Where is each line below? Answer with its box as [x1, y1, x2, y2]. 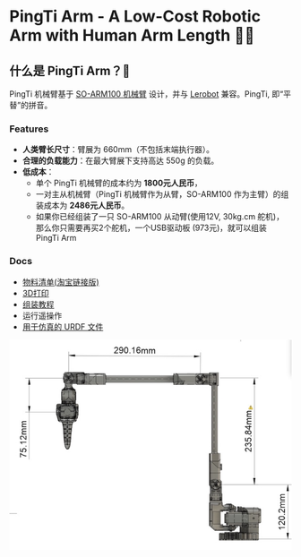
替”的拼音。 [9, 100, 53, 110]
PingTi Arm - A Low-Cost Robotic [9, 6, 262, 27]
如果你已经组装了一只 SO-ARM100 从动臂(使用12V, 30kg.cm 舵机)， [35, 211, 285, 222]
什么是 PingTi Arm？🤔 [9, 63, 131, 78]
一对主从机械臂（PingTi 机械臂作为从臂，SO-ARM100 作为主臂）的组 [35, 189, 289, 200]
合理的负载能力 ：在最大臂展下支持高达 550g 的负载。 [21, 155, 219, 167]
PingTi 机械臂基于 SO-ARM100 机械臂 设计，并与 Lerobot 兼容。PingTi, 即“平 [9, 89, 291, 99]
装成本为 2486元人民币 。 [35, 200, 130, 211]
